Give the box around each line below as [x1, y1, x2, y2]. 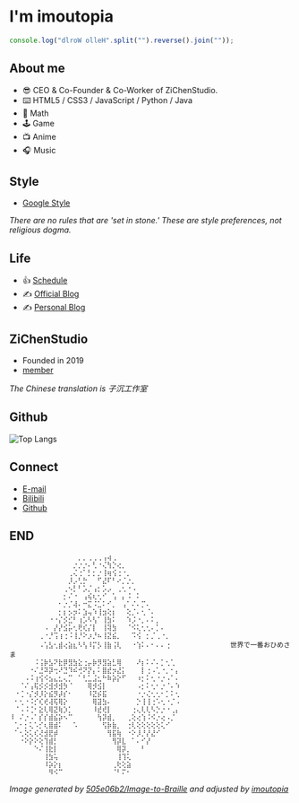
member [21, 365, 54, 376]
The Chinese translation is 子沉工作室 [9, 383, 148, 394]
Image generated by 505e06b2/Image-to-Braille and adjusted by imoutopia [9, 783, 289, 794]
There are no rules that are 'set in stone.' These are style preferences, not [9, 215, 282, 226]
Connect [9, 459, 59, 475]
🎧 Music [21, 144, 56, 155]
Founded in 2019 [21, 355, 85, 366]
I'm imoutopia [9, 6, 114, 27]
